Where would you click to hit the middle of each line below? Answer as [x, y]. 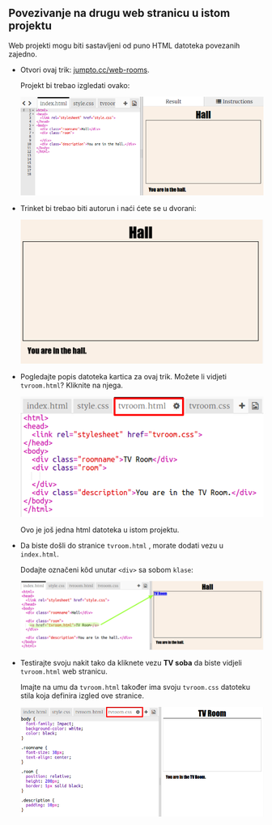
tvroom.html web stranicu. [64, 671]
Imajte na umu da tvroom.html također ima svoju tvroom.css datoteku [135, 687]
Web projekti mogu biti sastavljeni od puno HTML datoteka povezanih [124, 45]
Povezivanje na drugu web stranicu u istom [119, 13]
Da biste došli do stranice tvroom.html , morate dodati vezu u [122, 546]
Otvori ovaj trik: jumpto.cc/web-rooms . [85, 70]
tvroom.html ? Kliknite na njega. [72, 385]
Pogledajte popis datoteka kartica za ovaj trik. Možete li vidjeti [123, 376]
